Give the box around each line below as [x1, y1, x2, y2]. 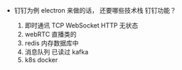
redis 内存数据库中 [24, 39, 80, 47]
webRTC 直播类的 [24, 30, 77, 38]
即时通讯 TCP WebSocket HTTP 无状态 [24, 21, 139, 30]
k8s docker [24, 56, 58, 64]
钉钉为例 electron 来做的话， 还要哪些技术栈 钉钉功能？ [14, 6, 176, 14]
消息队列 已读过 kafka [24, 48, 89, 56]
